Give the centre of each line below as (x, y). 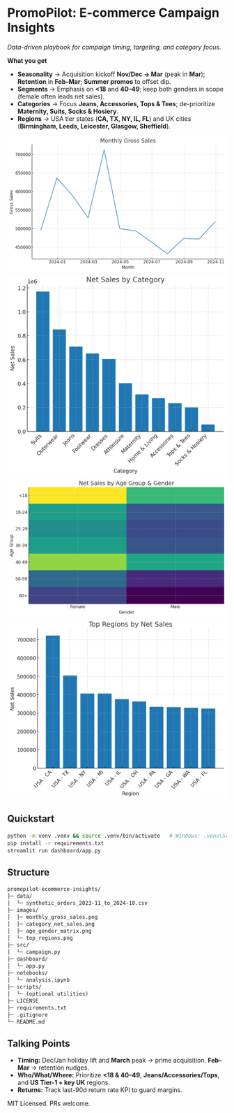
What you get (27, 60)
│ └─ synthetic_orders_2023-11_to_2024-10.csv (78, 903)
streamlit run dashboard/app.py (54, 850)
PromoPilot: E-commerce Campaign (113, 13)
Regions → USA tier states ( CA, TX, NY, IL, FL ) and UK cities (104, 118)
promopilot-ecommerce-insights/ (54, 889)
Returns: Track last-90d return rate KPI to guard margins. (100, 1090)
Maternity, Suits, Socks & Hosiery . (68, 111)
